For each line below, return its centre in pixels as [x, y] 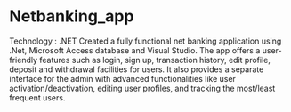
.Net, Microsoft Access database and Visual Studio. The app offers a [135, 50]
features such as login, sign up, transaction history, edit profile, [155, 60]
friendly [24, 60]
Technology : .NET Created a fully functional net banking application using [145, 41]
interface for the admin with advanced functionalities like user [122, 78]
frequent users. [37, 97]
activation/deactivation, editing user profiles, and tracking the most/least [142, 88]
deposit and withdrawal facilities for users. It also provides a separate [137, 69]
